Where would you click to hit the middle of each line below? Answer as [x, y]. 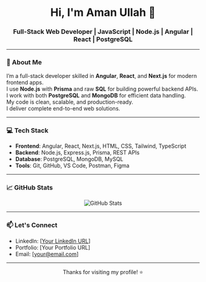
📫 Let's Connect [32, 225]
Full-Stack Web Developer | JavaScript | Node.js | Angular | [103, 32]
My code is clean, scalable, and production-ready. [70, 102]
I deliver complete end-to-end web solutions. [63, 108]
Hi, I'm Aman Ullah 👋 [103, 13]
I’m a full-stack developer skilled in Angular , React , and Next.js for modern [102, 75]
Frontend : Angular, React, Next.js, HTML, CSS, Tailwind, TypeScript [101, 146]
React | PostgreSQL [103, 39]
